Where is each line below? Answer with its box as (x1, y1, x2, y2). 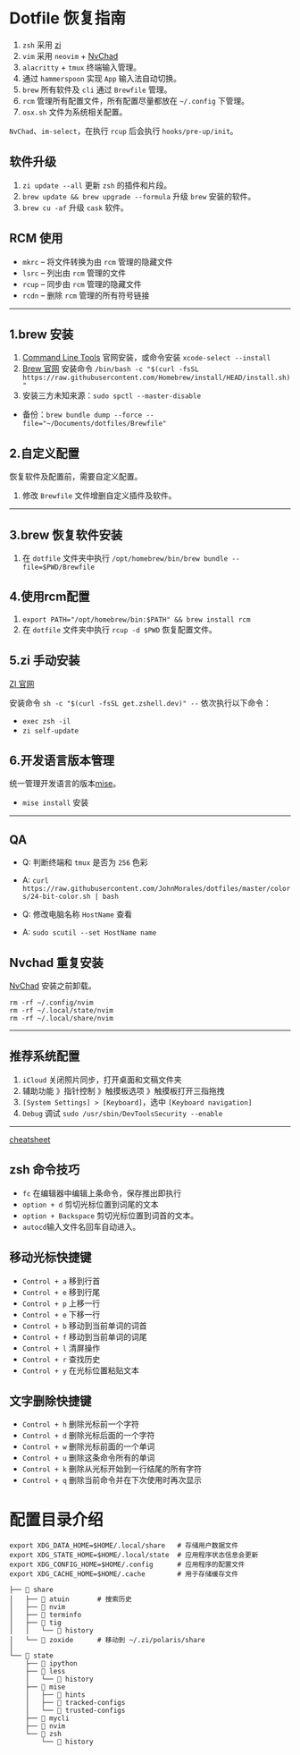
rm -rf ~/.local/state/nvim (9, 1006, 114, 1015)
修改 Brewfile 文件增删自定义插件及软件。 (21, 490, 177, 501)
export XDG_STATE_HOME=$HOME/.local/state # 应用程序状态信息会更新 (9, 1551, 259, 1560)
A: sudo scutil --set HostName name (21, 927, 157, 937)
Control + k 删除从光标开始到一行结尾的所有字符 (21, 1463, 203, 1474)
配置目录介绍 (9, 1509, 104, 1530)
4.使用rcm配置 (9, 589, 91, 605)
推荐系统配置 (9, 1048, 80, 1064)
